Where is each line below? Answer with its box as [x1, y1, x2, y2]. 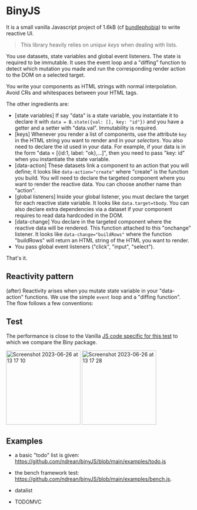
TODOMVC [14, 498, 42, 505]
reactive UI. [6, 29, 34, 36]
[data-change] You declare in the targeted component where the [14, 218, 172, 225]
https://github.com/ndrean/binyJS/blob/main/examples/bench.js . [14, 475, 172, 483]
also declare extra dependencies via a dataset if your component [14, 205, 172, 212]
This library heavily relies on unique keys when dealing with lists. [20, 41, 178, 48]
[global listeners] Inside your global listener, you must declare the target [14, 193, 189, 200]
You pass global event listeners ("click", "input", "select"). [14, 243, 155, 250]
